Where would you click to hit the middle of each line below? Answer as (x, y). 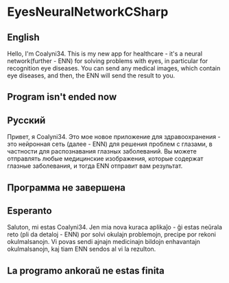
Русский (26, 120)
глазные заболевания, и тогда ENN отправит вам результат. (95, 166)
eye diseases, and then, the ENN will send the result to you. (91, 75)
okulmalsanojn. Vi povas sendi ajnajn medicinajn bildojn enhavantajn (104, 242)
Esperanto (30, 211)
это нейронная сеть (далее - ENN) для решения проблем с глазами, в (110, 144)
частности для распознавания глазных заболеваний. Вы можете (102, 151)
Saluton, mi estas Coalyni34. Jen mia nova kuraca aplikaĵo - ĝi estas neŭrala (115, 227)
